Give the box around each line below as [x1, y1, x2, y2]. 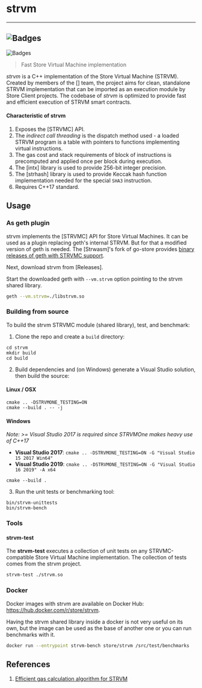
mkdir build [6, 349, 36, 356]
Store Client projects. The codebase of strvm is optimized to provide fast [6, 92, 186, 99]
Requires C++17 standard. [14, 183, 80, 190]
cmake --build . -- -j [6, 405, 63, 411]
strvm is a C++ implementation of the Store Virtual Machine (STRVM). [6, 72, 179, 80]
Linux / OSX [6, 386, 37, 393]
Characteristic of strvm [6, 112, 66, 119]
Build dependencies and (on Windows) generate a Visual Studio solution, [14, 366, 196, 373]
